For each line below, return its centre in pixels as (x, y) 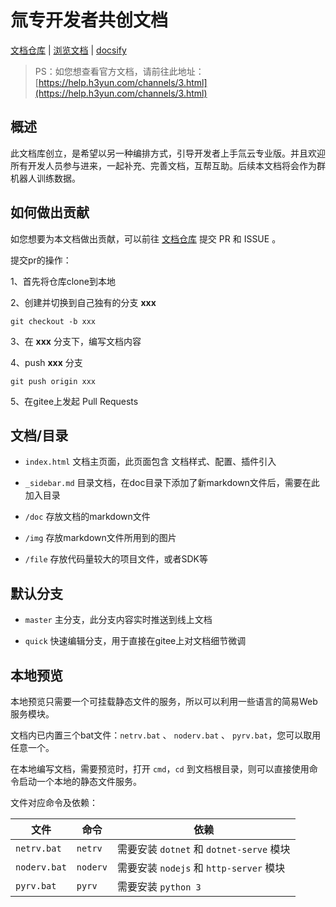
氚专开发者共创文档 (89, 20)
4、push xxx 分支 (46, 362)
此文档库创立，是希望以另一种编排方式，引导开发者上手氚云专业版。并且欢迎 (168, 153)
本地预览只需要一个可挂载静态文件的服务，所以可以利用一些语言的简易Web (164, 701)
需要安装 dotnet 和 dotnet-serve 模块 (203, 849)
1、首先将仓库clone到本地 (63, 281)
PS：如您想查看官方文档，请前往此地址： (119, 71)
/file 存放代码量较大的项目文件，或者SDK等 (116, 559)
